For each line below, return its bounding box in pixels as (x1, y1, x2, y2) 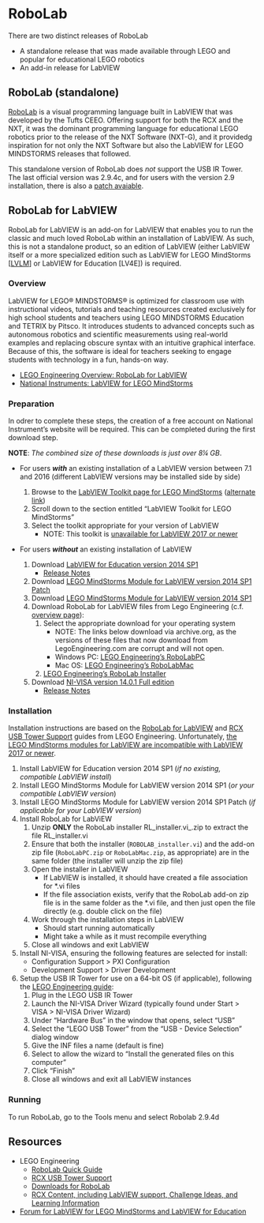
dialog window (31, 1033, 80, 1042)
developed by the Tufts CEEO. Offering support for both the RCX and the (8, 115, 244, 125)
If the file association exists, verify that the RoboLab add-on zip (43, 890, 250, 899)
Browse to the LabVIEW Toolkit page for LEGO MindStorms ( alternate (31, 487, 256, 497)
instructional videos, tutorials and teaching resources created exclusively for (8, 304, 256, 314)
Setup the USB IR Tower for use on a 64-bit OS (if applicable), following (19, 973, 252, 984)
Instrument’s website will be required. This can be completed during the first (8, 424, 256, 435)
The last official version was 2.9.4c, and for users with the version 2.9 (8, 172, 235, 182)
